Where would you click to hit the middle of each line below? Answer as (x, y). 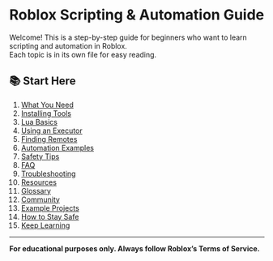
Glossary (36, 190)
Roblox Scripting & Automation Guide (137, 15)
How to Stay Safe (50, 216)
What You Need (47, 105)
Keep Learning (45, 225)
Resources (39, 182)
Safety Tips (40, 156)
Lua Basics (39, 122)
